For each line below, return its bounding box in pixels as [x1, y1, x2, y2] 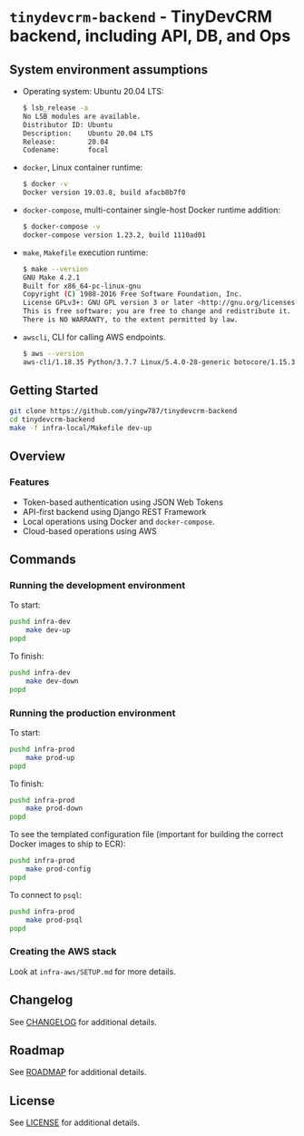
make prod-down [25, 804, 83, 814]
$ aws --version [22, 349, 84, 358]
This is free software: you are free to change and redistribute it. [22, 307, 292, 316]
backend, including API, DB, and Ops [9, 25, 291, 46]
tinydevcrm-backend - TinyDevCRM [9, 6, 272, 27]
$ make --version [22, 264, 89, 273]
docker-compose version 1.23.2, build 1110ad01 [22, 230, 206, 240]
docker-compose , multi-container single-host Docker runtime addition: [22, 204, 281, 215]
